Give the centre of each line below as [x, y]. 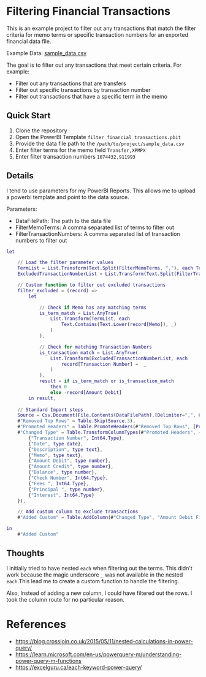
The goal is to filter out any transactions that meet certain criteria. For [94, 65]
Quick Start [29, 115]
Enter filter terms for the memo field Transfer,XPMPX [80, 150]
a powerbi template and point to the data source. [68, 197]
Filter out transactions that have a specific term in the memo [91, 96]
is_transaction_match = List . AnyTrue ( [89, 353]
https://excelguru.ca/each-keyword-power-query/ [78, 667]
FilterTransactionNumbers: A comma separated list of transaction [97, 233]
